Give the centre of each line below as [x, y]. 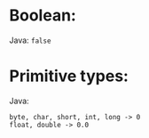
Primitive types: [69, 76]
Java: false [30, 40]
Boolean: [43, 16]
